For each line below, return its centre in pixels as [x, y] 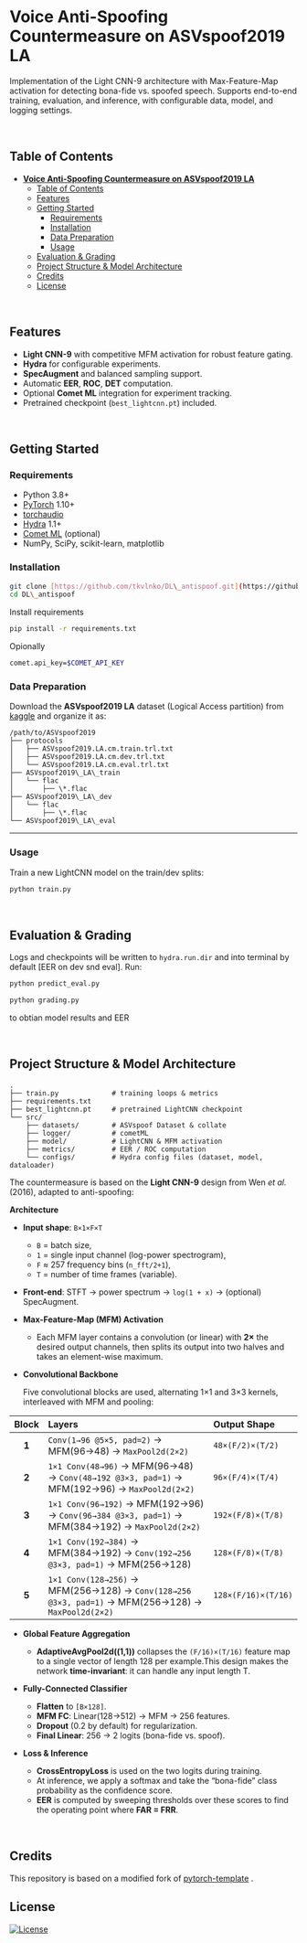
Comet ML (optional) [61, 534]
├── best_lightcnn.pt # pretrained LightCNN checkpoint [127, 1109]
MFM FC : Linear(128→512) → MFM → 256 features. [133, 1715]
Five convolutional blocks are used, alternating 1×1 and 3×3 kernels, [150, 1392]
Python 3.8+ [46, 495]
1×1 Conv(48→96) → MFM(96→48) [121, 1466]
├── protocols [37, 741]
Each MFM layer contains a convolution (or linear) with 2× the [153, 1337]
